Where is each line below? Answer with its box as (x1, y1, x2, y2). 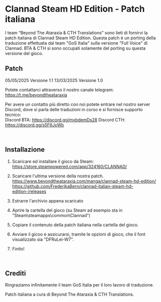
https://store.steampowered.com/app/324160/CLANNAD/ (12, 164, 127, 169)
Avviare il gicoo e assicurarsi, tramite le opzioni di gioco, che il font (12, 231, 145, 237)
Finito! (12, 246, 25, 252)
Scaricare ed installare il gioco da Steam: (12, 158, 94, 164)
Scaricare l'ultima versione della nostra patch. (12, 173, 104, 179)
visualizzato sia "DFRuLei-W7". (12, 236, 74, 242)
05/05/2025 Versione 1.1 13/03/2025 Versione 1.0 (5, 77, 103, 83)
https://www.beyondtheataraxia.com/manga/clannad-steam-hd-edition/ (12, 178, 156, 184)
